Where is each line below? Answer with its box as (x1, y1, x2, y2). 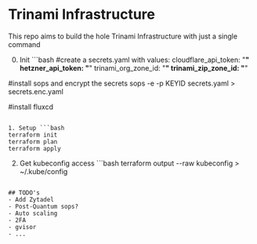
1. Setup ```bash (8, 124, 65, 132)
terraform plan (8, 137, 58, 146)
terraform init (8, 131, 58, 139)
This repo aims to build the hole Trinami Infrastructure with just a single (8, 31, 237, 41)
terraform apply (8, 144, 61, 152)
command (8, 39, 41, 49)
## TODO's (8, 188, 41, 197)
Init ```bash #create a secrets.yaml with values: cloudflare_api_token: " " (19, 55, 249, 64)
